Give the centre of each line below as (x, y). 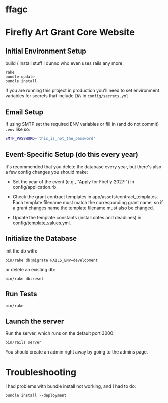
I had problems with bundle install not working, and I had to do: (71, 386)
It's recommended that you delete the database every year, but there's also (83, 166)
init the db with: (21, 250)
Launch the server (35, 321)
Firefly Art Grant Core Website (70, 33)
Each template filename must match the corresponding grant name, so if (88, 202)
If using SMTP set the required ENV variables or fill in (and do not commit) (82, 124)
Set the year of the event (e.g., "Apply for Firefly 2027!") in (73, 182)
